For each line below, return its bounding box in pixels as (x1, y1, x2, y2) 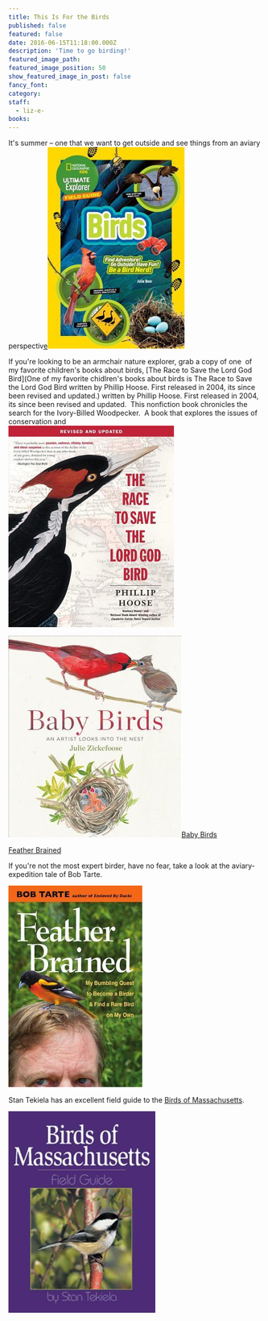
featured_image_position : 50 (8, 64, 106, 73)
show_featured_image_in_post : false (8, 73, 131, 81)
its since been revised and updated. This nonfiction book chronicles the (8, 400, 248, 409)
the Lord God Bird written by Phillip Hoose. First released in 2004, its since (8, 383, 256, 393)
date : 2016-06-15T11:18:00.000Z (8, 39, 117, 47)
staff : (8, 98, 31, 106)
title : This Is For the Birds (8, 13, 110, 21)
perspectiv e (8, 341, 48, 351)
